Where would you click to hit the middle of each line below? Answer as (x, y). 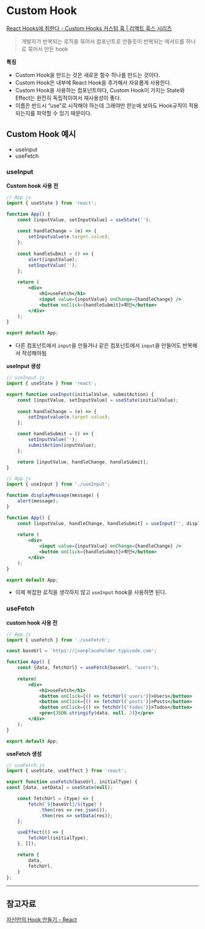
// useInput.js (26, 378)
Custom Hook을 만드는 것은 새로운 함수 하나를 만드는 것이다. (88, 75)
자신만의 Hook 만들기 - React (42, 920)
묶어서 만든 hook (48, 49)
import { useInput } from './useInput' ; (59, 484)
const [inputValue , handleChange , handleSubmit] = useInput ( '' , (101, 523)
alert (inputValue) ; (53, 259)
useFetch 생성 (24, 754)
